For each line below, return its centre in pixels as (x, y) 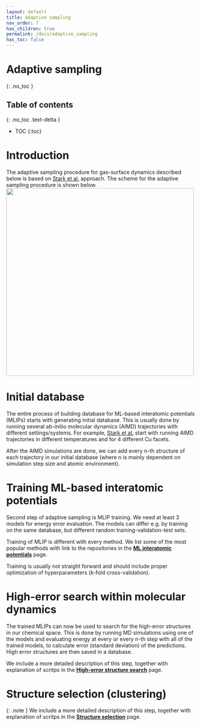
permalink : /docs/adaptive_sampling (52, 34)
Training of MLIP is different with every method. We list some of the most (97, 541)
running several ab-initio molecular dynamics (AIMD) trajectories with (92, 426)
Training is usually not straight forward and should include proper (87, 566)
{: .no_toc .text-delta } (33, 119)
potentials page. (27, 554)
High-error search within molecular (96, 596)
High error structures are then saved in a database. (69, 651)
